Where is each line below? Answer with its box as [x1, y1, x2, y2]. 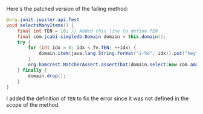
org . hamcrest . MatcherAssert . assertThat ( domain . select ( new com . [28, 62, 190, 68]
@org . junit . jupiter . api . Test [6, 17, 80, 23]
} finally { [17, 67, 47, 73]
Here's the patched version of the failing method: [6, 5, 129, 12]
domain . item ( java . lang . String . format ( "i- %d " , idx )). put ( [38, 51, 185, 57]
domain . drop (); [28, 72, 66, 79]
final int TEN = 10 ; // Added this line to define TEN [17, 28, 158, 34]
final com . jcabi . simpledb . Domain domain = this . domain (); [17, 33, 166, 40]
